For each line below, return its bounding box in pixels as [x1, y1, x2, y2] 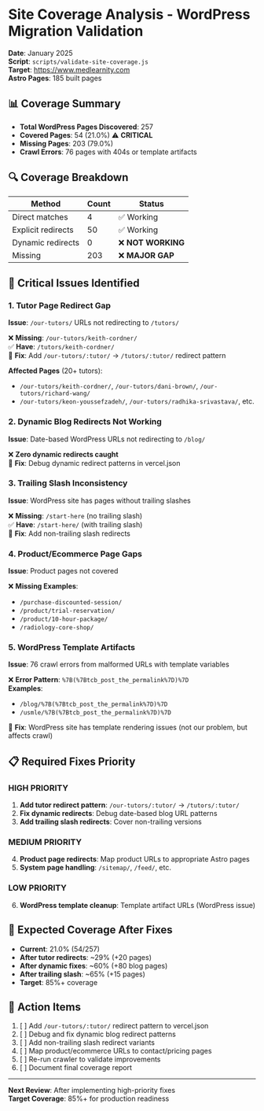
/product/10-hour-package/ [19, 615, 108, 623]
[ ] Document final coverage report [19, 1063, 132, 1072]
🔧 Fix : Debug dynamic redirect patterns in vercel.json [8, 458, 181, 467]
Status [138, 198, 164, 209]
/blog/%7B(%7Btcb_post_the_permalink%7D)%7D [19, 700, 168, 709]
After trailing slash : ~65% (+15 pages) [19, 969, 145, 979]
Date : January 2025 [8, 48, 73, 57]
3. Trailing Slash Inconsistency [8, 478, 128, 489]
